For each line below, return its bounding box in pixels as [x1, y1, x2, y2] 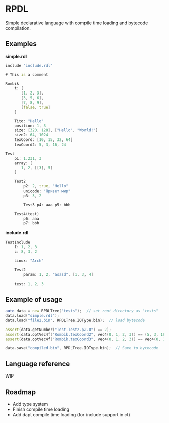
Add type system [12, 401, 48, 407]
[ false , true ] [21, 105, 51, 110]
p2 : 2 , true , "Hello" [23, 184, 69, 189]
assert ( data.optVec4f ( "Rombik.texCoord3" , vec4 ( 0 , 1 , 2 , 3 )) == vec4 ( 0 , [5, 337, 161, 342]
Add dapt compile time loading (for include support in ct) [12, 411, 131, 417]
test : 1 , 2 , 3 [14, 281, 44, 286]
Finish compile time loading [12, 406, 69, 412]
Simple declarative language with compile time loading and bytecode [5, 20, 148, 26]
